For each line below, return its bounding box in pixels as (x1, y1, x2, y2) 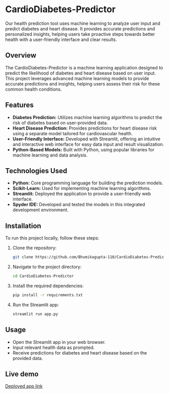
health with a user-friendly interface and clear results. (5, 36, 117, 43)
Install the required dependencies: (12, 283, 84, 289)
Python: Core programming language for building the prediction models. (12, 180, 163, 186)
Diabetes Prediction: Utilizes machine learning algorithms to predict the (12, 114, 162, 120)
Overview (5, 51, 37, 60)
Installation (5, 221, 41, 230)
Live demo (5, 370, 39, 378)
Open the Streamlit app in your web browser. (12, 339, 106, 345)
